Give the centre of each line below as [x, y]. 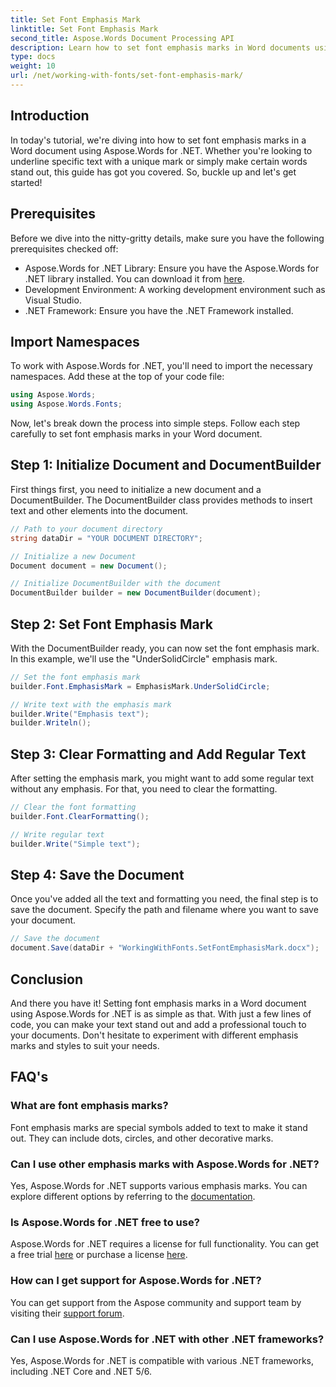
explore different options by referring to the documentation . [133, 1196]
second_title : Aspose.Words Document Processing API [122, 38]
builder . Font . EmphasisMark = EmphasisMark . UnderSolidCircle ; [140, 686]
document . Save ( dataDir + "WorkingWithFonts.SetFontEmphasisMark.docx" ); [165, 948]
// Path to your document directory [86, 529]
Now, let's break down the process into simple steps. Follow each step [155, 423]
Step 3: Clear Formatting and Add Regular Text [158, 754]
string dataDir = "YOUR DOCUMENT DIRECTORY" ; [106, 538]
